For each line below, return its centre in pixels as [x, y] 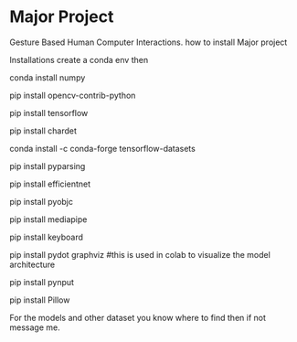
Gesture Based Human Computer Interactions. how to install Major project [148, 42]
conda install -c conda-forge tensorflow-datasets [103, 148]
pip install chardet [43, 131]
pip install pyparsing [48, 166]
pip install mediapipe [48, 219]
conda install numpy [48, 77]
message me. [35, 327]
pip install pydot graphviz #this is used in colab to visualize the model [140, 254]
